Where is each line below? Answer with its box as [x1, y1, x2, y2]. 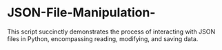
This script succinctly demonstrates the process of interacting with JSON [7, 27, 216, 36]
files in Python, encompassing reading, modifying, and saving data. [7, 34, 199, 42]
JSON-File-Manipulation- [7, 5, 156, 21]
